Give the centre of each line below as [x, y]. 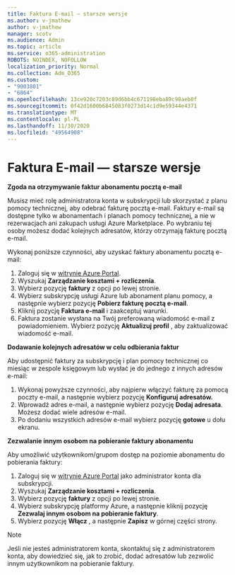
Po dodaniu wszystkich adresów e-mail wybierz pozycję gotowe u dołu [121, 420]
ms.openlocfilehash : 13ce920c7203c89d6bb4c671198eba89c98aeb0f [102, 100]
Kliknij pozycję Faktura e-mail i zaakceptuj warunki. [92, 311]
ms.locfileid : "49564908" [45, 132]
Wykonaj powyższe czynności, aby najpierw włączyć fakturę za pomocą [123, 389]
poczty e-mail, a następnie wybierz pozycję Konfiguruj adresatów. [115, 397]
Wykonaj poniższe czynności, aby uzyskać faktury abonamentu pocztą [111, 252]
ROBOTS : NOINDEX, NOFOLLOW [47, 60]
